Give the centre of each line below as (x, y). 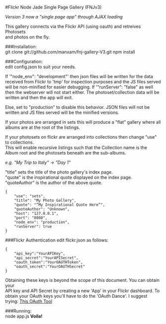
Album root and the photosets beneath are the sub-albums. (66, 153)
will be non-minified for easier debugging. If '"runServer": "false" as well (79, 87)
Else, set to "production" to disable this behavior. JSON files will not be (78, 107)
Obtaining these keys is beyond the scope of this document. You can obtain (82, 280)
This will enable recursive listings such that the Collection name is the (76, 148)
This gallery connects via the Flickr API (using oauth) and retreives (73, 26)
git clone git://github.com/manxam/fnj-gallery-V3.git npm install (70, 52)
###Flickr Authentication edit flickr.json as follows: (57, 240)
